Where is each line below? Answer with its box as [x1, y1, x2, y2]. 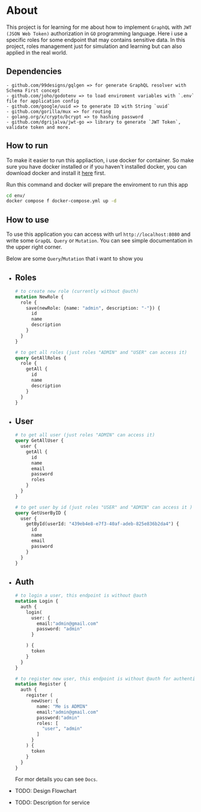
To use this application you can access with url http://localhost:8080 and [6, 230, 191, 238]
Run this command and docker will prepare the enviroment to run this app [6, 181, 188, 188]
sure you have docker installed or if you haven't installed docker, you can [6, 163, 187, 170]
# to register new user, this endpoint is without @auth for [14, 676, 172, 682]
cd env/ [6, 193, 26, 199]
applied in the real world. [6, 49, 68, 56]
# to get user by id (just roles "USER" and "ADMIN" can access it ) [14, 504, 193, 510]
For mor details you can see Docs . [14, 775, 98, 783]
